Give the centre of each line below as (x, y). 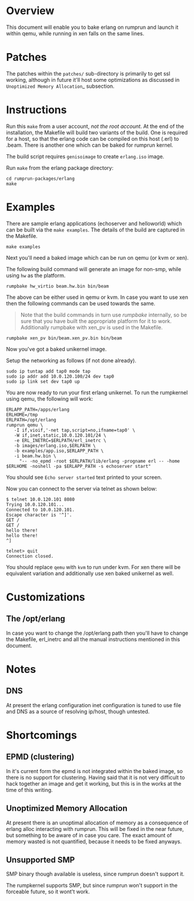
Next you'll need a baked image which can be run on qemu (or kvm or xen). (98, 258)
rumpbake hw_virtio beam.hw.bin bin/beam (58, 286)
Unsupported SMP (41, 859)
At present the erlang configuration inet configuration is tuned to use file (93, 705)
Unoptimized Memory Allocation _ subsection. (60, 86)
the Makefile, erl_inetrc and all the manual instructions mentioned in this (93, 639)
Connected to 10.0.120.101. (41, 510)
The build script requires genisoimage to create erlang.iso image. (85, 156)
